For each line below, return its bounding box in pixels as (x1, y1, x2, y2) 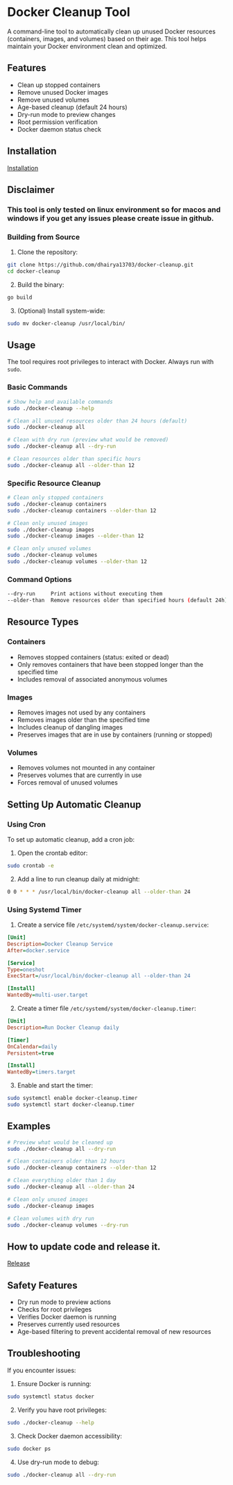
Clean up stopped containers (17, 81, 101, 89)
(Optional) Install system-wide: (17, 306, 105, 315)
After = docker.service (7, 947, 70, 954)
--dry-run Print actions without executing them (7, 590, 163, 597)
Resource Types (7, 616, 79, 628)
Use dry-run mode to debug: (17, 1458, 99, 1466)
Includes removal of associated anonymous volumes (17, 675, 168, 683)
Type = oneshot (7, 966, 45, 973)
